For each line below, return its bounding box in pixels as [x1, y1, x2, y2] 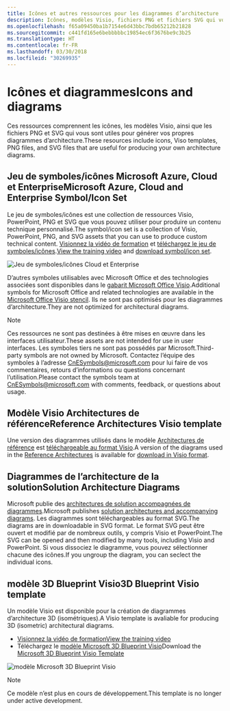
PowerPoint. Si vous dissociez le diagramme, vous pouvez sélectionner [7, 544, 208, 552]
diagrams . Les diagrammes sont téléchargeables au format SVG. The [7, 514, 200, 522]
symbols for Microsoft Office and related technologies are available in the [7, 288, 214, 296]
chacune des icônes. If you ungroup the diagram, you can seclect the [7, 550, 201, 559]
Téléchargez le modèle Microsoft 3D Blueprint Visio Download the [16, 642, 202, 650]
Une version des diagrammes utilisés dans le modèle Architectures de [7, 436, 205, 445]
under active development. [7, 696, 83, 704]
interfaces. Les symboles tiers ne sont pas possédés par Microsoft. [7, 344, 197, 352]
